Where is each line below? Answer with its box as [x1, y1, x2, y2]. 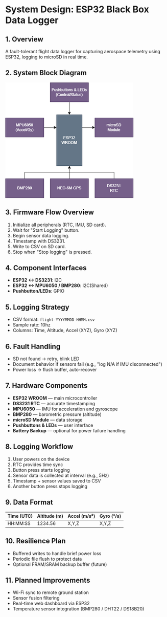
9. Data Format [5, 498, 54, 507]
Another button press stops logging [12, 483, 88, 489]
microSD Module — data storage [12, 416, 83, 423]
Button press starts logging [12, 467, 70, 473]
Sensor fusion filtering [12, 595, 60, 601]
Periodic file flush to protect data [12, 556, 82, 562]
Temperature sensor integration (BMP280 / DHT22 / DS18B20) [12, 606, 145, 612]
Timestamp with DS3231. [12, 238, 65, 244]
